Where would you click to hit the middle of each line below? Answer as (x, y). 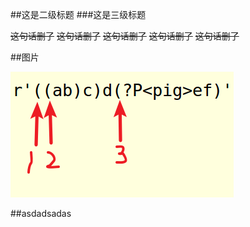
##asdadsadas (41, 213)
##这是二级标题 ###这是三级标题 (78, 14)
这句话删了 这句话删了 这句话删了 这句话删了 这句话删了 (125, 36)
